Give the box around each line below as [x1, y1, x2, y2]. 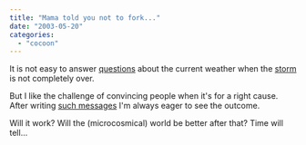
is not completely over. [9, 73, 95, 84]
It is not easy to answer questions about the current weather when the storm [9, 63, 297, 74]
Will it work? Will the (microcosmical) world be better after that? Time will [9, 118, 284, 129]
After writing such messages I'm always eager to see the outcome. [9, 101, 260, 111]
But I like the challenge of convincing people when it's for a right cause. [9, 91, 279, 101]
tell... [9, 128, 28, 139]
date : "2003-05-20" [9, 22, 84, 31]
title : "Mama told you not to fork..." [9, 13, 161, 23]
